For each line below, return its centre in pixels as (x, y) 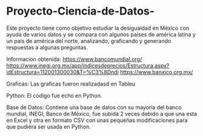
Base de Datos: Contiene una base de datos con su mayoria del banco (94, 107)
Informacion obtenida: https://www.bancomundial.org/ (74, 59)
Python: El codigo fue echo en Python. (54, 95)
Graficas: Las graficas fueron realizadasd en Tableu (71, 84)
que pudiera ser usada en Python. (48, 126)
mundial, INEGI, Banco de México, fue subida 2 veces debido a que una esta (102, 114)
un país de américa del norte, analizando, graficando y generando (89, 41)
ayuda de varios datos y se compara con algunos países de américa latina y (101, 34)
